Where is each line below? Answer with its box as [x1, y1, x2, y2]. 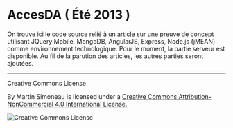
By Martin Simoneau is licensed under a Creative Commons [7, 92, 178, 100]
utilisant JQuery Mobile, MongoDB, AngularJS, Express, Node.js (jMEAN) [7, 37, 216, 45]
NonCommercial [7, 100, 54, 108]
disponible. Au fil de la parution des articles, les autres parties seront [7, 52, 204, 60]
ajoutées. [7, 59, 34, 67]
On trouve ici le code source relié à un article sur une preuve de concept [7, 30, 214, 38]
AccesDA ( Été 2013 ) [7, 7, 130, 23]
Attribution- [178, 92, 212, 100]
